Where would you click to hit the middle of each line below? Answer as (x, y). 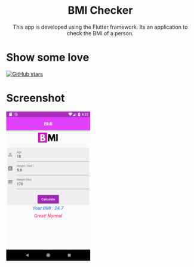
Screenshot (36, 98)
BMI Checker (100, 10)
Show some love (48, 58)
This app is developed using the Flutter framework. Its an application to (100, 27)
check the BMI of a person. (100, 33)
